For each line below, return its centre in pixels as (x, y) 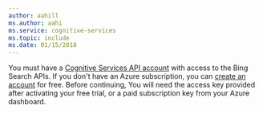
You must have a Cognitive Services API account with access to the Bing (128, 68)
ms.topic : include (39, 38)
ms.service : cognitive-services (62, 30)
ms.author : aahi (35, 23)
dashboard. (27, 102)
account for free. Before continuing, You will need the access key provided (132, 85)
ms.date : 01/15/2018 (43, 45)
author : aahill (34, 16)
